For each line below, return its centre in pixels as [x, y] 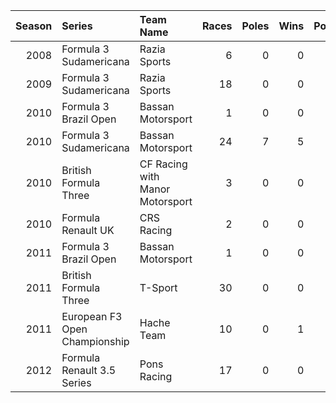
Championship [95, 341]
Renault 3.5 [89, 370]
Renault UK [88, 230]
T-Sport [158, 287]
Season [34, 26]
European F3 [92, 316]
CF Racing [163, 164]
